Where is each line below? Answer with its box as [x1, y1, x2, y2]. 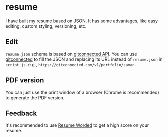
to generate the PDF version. [5, 94, 65, 101]
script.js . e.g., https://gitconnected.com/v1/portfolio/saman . [5, 61, 136, 67]
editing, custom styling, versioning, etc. [5, 23, 87, 29]
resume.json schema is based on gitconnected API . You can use [5, 51, 137, 57]
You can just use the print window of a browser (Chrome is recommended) [5, 89, 159, 95]
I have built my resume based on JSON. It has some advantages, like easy [5, 18, 158, 24]
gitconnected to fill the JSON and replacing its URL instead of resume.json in [5, 56, 163, 62]
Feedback [5, 109, 37, 117]
